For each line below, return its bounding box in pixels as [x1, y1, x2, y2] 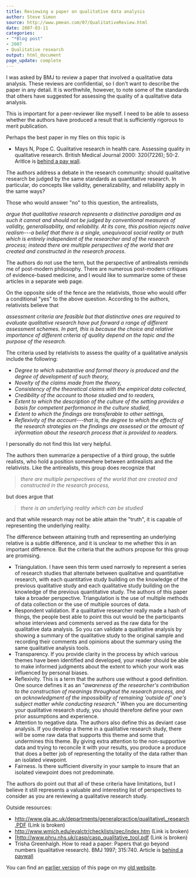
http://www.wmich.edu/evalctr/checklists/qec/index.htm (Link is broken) [14, 827, 189, 835]
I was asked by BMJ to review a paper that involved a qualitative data [6, 74, 173, 81]
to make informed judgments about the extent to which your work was [14, 663, 184, 670]
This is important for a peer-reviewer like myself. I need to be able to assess [6, 110, 189, 117]
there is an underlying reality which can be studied [20, 504, 143, 511]
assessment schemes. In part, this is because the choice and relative [6, 325, 174, 332]
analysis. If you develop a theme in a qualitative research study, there [14, 725, 182, 732]
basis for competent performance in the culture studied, [14, 404, 150, 411]
